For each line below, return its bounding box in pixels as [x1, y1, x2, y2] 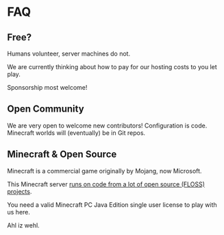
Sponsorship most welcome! [7, 84, 88, 91]
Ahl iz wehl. [7, 221, 40, 230]
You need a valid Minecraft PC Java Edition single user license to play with [7, 200, 217, 209]
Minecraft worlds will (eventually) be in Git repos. [7, 128, 146, 137]
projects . [7, 187, 32, 195]
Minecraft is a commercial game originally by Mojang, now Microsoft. [7, 166, 202, 175]
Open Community [7, 103, 84, 115]
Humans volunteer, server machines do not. [7, 49, 131, 58]
